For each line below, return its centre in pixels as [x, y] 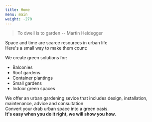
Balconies [22, 67]
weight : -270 [19, 19]
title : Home [17, 10]
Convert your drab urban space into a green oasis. [57, 109]
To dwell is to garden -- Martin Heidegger [60, 33]
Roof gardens [26, 73]
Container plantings [33, 78]
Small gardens [27, 83]
